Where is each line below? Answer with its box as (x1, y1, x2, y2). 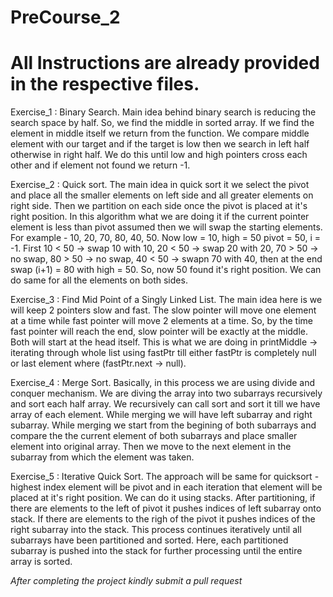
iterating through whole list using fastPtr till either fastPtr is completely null (10, 347, 317, 359)
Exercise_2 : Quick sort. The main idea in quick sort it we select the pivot (10, 179, 310, 191)
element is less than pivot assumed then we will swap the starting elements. (10, 221, 323, 233)
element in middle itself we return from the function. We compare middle (10, 127, 310, 140)
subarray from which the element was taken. (10, 451, 195, 463)
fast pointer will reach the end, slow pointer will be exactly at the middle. (10, 326, 308, 338)
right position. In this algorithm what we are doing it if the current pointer (10, 211, 310, 223)
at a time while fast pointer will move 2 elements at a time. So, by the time (10, 315, 313, 327)
